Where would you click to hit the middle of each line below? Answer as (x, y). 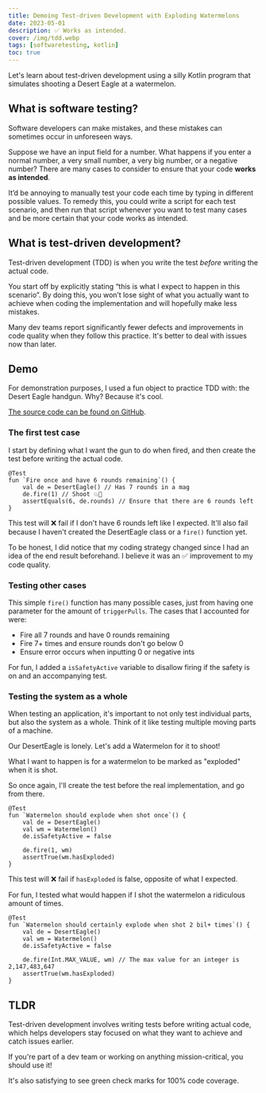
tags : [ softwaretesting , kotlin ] (64, 45)
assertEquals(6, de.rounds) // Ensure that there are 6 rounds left (138, 501)
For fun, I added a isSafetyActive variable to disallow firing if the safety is (129, 668)
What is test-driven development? (94, 243)
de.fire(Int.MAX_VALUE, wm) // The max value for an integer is (131, 960)
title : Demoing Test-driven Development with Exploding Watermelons (124, 16)
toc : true (25, 53)
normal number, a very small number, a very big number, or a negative (123, 160)
